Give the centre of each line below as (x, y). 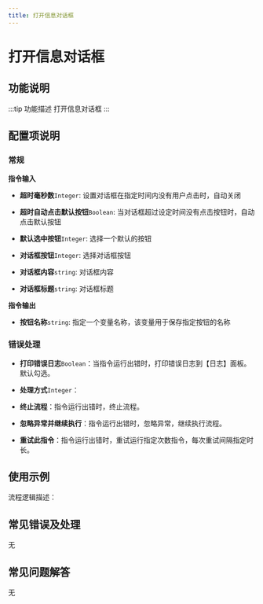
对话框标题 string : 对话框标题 (66, 289)
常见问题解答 (39, 572)
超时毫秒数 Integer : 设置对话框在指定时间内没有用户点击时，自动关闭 (130, 195)
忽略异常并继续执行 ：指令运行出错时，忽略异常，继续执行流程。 (122, 423)
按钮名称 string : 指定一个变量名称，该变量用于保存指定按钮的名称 (125, 322)
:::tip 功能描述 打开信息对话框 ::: (59, 109)
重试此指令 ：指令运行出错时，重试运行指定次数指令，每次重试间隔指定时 (136, 440)
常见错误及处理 (44, 524)
